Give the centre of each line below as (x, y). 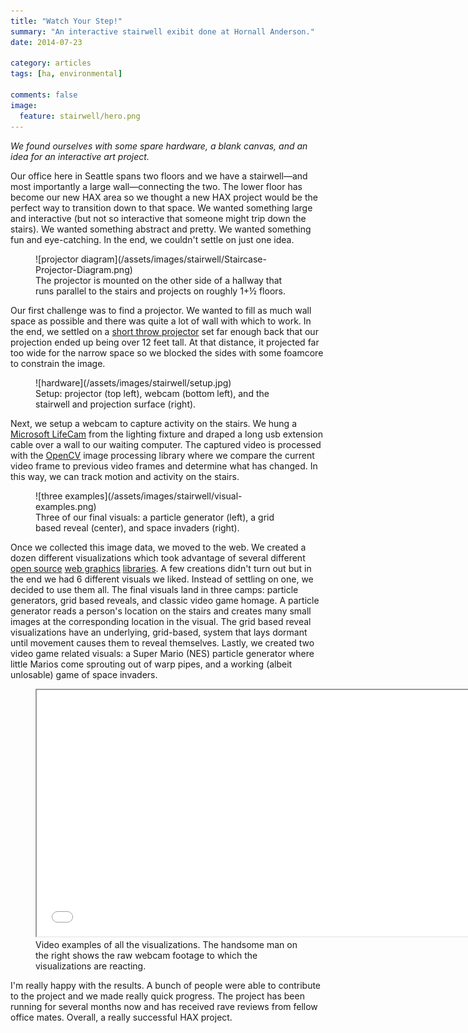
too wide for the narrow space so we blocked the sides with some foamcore (167, 352)
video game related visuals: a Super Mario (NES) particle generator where (162, 653)
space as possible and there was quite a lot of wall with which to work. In (161, 321)
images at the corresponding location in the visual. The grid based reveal (161, 621)
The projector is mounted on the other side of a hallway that (159, 280)
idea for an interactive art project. (80, 156)
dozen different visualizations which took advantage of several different (158, 557)
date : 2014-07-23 (46, 42)
